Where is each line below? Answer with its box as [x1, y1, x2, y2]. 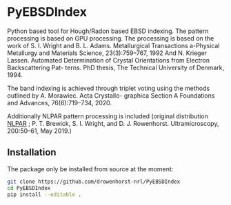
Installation [7, 147, 57, 158]
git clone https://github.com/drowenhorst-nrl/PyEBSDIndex [7, 178, 181, 185]
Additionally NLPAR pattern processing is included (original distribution [7, 111, 208, 120]
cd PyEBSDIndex [7, 184, 51, 191]
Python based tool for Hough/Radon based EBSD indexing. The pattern [7, 27, 209, 35]
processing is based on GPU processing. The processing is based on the [7, 34, 214, 42]
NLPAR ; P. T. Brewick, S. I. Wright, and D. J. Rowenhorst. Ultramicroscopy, [7, 119, 219, 127]
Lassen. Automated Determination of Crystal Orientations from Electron [7, 56, 210, 64]
